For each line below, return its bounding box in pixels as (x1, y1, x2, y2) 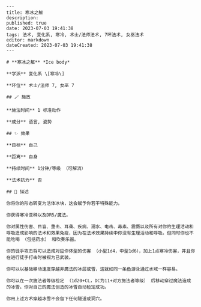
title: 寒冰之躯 (6, 10, 43, 16)
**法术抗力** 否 (6, 177, 43, 183)
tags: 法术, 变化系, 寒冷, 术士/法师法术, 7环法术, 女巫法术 (6, 32, 144, 38)
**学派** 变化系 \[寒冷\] (6, 71, 65, 77)
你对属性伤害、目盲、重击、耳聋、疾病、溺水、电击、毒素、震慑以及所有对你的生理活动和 (6, 223, 194, 229)
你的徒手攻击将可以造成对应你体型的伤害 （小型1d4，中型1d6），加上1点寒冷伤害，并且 (6, 248, 191, 254)
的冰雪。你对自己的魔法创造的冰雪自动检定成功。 (6, 284, 109, 290)
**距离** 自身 (6, 154, 38, 160)
